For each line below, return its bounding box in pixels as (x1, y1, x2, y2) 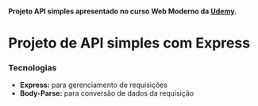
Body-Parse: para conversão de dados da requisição (19, 89, 194, 98)
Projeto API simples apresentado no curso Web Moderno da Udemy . (8, 6, 237, 16)
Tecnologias (8, 62, 57, 73)
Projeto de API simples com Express (8, 34, 251, 51)
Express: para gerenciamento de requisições (19, 80, 168, 90)
